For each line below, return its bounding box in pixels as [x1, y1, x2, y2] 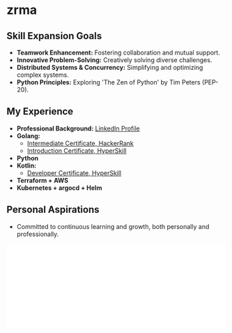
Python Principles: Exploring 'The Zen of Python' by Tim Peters [16, 78, 201, 86]
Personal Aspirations [6, 204, 100, 216]
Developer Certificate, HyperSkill [26, 168, 122, 177]
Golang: [16, 131, 41, 140]
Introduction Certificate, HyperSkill [26, 146, 127, 155]
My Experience [6, 105, 74, 117]
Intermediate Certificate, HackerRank [26, 139, 134, 147]
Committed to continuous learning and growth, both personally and [16, 222, 210, 230]
